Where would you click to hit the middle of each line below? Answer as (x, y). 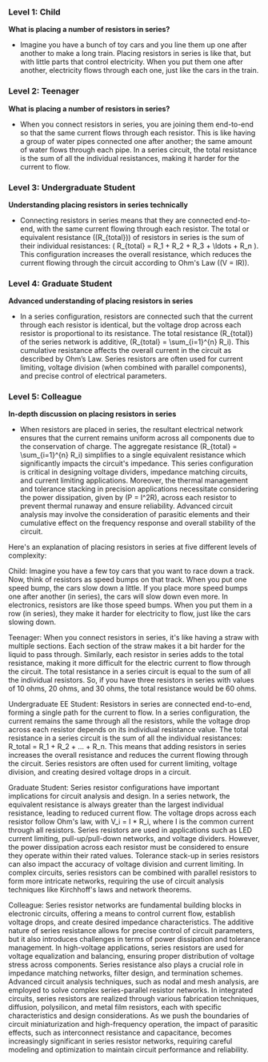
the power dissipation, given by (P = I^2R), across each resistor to (128, 498)
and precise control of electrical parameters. (93, 376)
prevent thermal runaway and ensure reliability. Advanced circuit (126, 506)
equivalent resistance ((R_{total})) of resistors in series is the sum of (132, 237)
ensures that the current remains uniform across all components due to (137, 438)
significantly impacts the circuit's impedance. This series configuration (136, 463)
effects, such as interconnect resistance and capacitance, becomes (120, 1033)
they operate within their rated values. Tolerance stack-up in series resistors (134, 856)
